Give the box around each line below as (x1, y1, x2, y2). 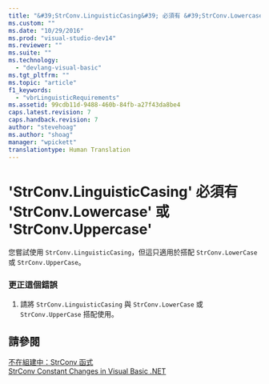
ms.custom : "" (8, 19, 56, 27)
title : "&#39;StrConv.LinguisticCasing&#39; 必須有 (8, 11, 181, 20)
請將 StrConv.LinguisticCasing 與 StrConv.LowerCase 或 (19, 299, 204, 309)
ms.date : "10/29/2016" (8, 26, 84, 34)
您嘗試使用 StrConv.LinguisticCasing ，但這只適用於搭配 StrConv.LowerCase (8, 247, 258, 257)
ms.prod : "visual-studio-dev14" (8, 34, 116, 42)
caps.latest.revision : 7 (8, 109, 91, 117)
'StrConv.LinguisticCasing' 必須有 (8, 182, 239, 201)
